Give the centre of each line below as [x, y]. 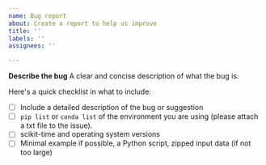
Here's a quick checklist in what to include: [80, 92]
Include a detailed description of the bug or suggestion [112, 108]
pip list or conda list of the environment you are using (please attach [139, 116]
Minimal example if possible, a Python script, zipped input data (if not [135, 143]
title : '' [25, 31]
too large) [36, 152]
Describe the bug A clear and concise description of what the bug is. [124, 76]
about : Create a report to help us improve [83, 23]
